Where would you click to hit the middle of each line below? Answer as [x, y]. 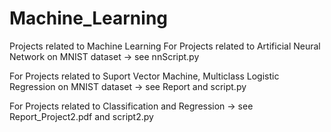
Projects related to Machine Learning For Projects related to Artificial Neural [165, 46]
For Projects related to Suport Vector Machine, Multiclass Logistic [144, 76]
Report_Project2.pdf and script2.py [81, 116]
